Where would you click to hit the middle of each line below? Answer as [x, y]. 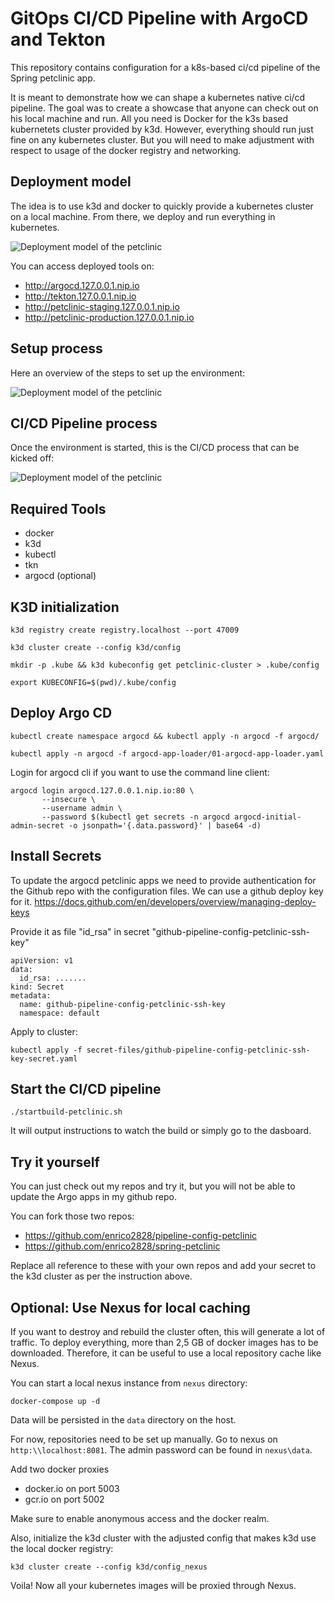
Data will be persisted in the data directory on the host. [123, 1420]
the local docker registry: [62, 1549]
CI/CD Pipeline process [84, 423]
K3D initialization [65, 607]
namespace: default [60, 1013]
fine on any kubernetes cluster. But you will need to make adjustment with [162, 139]
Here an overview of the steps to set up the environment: [128, 373]
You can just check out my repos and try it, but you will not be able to [153, 1186]
